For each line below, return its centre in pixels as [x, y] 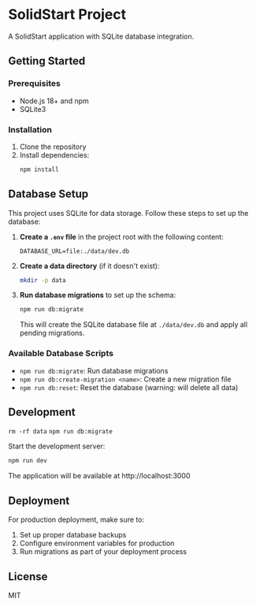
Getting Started [47, 61]
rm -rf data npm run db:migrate [60, 432]
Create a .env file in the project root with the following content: [122, 236]
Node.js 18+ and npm [54, 101]
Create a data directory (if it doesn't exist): [89, 266]
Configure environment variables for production [97, 543]
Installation [30, 129]
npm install [39, 169]
